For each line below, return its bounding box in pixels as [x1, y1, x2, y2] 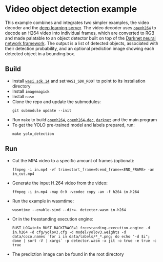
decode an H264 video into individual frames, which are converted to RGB [5, 30, 155, 36]
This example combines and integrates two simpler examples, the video [5, 20, 149, 25]
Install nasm [12, 93, 35, 99]
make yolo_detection [12, 131, 54, 136]
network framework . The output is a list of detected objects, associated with [5, 40, 159, 46]
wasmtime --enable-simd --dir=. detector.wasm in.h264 [12, 207, 126, 212]
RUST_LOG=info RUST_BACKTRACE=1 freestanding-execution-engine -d [12, 225, 150, 230]
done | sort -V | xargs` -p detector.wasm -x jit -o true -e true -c [12, 238, 157, 243]
